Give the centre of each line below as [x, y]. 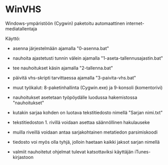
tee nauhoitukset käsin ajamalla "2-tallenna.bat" [63, 68]
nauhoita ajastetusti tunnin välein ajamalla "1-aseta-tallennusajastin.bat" [88, 58]
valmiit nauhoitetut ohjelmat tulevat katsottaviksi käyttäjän [73, 152]
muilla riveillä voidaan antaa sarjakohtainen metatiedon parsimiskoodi [85, 132]
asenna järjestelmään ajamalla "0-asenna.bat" [61, 48]
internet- [135, 23]
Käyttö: [13, 38]
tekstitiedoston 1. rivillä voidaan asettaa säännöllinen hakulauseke [81, 122]
